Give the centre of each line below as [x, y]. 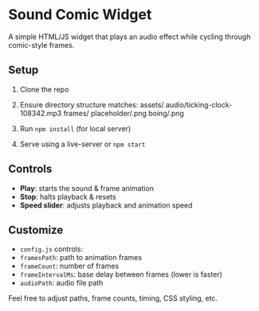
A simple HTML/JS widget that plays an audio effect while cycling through [129, 37]
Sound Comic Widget [80, 15]
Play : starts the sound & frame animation [86, 188]
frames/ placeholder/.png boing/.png [124, 113]
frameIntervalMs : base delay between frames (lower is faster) [121, 274]
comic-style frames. [41, 45]
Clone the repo [44, 89]
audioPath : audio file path [61, 283]
